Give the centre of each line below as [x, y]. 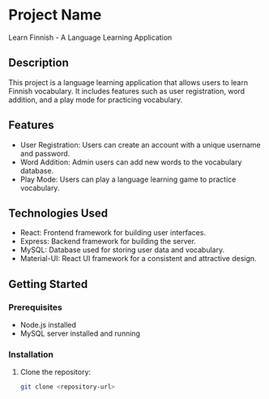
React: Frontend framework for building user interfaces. [113, 233]
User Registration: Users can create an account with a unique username [140, 144]
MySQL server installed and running [80, 333]
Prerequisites [35, 307]
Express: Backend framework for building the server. [108, 242]
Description [38, 63]
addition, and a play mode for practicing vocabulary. [96, 100]
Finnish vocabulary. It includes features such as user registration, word [127, 91]
